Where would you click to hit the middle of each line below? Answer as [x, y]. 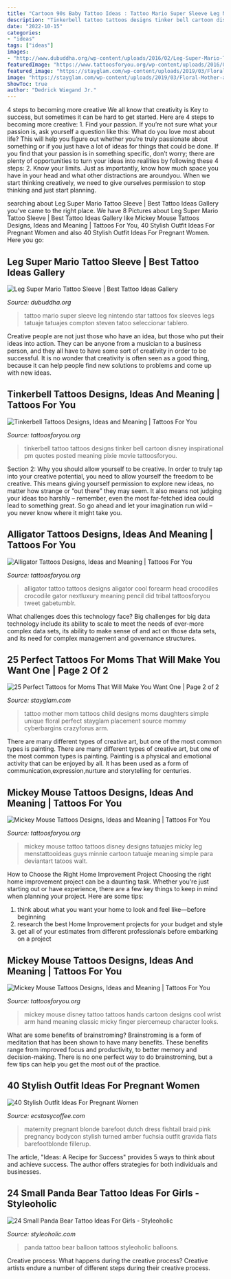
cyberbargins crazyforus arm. [66, 728]
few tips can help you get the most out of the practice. [84, 1064]
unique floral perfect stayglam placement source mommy [105, 721]
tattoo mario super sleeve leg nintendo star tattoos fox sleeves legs [119, 315]
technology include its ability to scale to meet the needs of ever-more [106, 624]
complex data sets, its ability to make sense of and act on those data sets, [112, 631]
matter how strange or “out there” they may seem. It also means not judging [114, 491]
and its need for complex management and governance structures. [102, 638]
